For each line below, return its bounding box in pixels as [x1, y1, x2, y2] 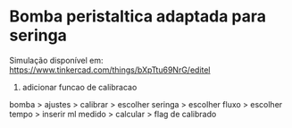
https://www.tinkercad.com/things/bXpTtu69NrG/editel [9, 64, 212, 75]
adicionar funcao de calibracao [21, 81, 138, 92]
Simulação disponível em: [9, 55, 104, 65]
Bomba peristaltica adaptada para [9, 6, 266, 27]
